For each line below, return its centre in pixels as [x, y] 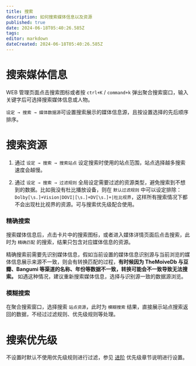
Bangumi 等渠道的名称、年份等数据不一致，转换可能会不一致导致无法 [99, 269]
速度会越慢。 [30, 170]
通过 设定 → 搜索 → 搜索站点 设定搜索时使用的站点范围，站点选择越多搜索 [100, 162]
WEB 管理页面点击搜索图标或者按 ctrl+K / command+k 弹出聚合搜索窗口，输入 [97, 92]
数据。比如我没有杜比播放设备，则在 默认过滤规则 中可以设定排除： [103, 189]
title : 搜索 [20, 11]
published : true [26, 22]
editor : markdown [27, 39]
